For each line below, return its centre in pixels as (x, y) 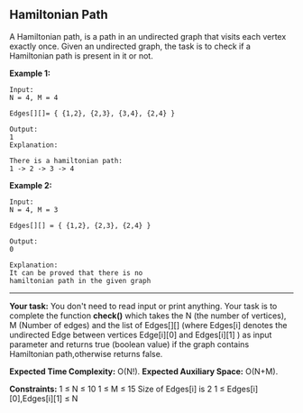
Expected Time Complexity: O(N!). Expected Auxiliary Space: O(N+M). (144, 371)
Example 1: (30, 73)
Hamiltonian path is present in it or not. (81, 55)
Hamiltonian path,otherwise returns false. (86, 353)
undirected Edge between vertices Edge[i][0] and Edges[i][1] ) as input (141, 335)
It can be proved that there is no (76, 273)
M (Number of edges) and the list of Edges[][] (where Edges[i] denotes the (148, 325)
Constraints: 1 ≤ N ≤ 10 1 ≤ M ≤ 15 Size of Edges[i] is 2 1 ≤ (117, 389)
